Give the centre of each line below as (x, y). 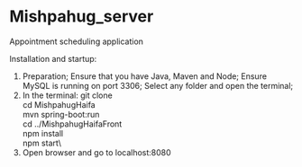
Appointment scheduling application (77, 41)
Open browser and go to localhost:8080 (96, 152)
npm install (43, 133)
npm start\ (41, 143)
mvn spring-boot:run (61, 114)
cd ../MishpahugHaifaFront (72, 124)
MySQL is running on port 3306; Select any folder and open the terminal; (158, 85)
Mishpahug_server (82, 17)
